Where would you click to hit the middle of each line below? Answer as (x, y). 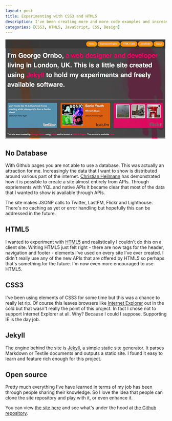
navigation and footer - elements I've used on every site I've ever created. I (84, 252)
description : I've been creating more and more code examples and (78, 22)
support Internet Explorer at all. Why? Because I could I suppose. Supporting (86, 314)
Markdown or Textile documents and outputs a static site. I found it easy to (84, 353)
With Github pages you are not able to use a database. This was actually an (85, 165)
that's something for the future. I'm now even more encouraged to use (79, 263)
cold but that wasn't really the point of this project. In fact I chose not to (81, 308)
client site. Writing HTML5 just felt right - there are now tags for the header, (85, 247)
